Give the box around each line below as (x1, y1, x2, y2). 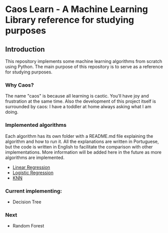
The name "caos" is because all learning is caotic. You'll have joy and (5, 93, 149, 99)
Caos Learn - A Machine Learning (5, 4, 148, 15)
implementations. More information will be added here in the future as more (5, 149, 162, 155)
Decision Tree (12, 199, 42, 205)
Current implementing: (5, 187, 62, 194)
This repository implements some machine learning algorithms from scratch (5, 58, 162, 64)
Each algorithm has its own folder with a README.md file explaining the (5, 133, 153, 139)
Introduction (5, 45, 45, 53)
